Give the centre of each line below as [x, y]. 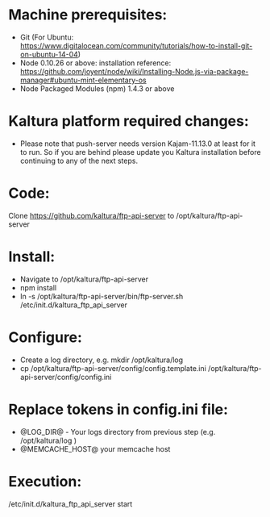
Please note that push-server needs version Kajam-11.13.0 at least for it [138, 144]
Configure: [46, 337]
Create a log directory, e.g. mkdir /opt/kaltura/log [102, 360]
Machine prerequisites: [88, 15]
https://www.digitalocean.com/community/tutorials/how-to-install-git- [136, 45]
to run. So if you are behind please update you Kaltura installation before [140, 152]
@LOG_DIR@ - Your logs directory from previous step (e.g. [118, 432]
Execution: [45, 481]
